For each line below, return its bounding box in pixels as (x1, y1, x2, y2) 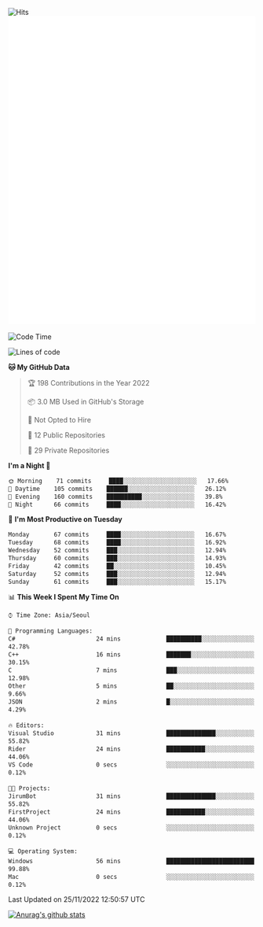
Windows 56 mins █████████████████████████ (8, 858, 255, 866)
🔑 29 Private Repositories (27, 445, 110, 456)
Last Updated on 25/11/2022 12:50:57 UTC (8, 895, 145, 904)
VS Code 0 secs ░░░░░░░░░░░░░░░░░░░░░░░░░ (8, 761, 255, 769)
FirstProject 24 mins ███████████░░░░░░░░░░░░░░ (8, 808, 255, 816)
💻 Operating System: (8, 848, 79, 855)
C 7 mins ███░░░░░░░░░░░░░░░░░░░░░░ (8, 667, 255, 674)
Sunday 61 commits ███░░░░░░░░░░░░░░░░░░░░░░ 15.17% (8, 578, 226, 586)
